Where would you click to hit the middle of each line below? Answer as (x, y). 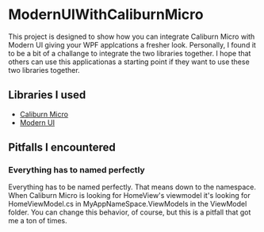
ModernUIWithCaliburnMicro (106, 15)
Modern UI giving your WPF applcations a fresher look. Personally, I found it (132, 44)
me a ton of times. (38, 221)
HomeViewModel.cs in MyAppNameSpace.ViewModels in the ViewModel (128, 204)
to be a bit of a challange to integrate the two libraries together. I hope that (130, 53)
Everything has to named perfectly (77, 170)
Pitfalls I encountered (62, 148)
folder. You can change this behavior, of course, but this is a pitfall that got (130, 212)
